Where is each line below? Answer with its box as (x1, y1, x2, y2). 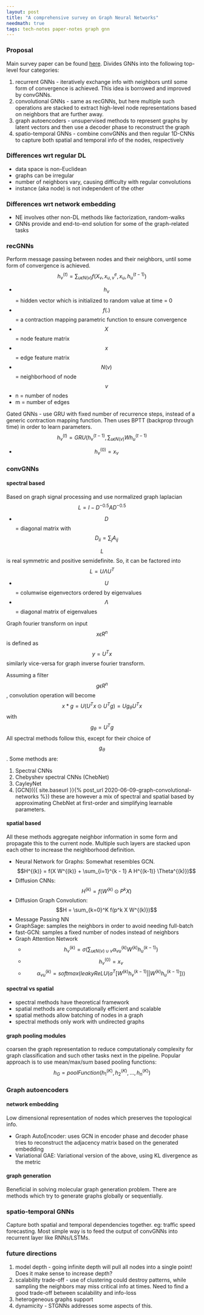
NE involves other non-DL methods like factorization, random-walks (15, 214, 185, 221)
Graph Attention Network (15, 935, 78, 943)
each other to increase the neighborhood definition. (6, 846, 135, 853)
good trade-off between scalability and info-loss (15, 1289, 137, 1296)
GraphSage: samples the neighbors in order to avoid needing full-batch (15, 923, 194, 930)
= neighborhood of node (15, 372, 77, 380)
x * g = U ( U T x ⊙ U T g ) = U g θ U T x (61, 701, 143, 711)
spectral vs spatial (6, 985, 54, 992)
